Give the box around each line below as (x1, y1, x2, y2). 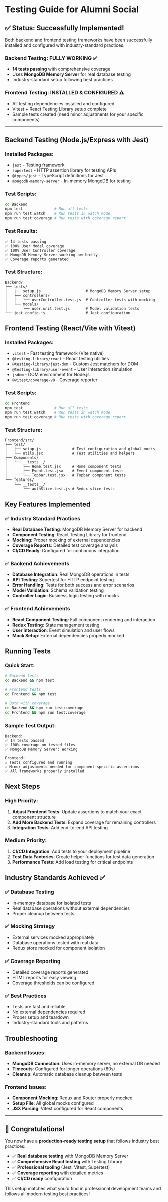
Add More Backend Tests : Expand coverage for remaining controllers (12, 819, 156, 825)
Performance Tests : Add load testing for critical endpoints (12, 859, 133, 865)
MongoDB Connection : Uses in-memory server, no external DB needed (12, 1061, 160, 1067)
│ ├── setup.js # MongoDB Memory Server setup (5, 288, 151, 294)
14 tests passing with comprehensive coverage (12, 66, 111, 72)
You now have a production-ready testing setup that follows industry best (5, 1138, 159, 1144)
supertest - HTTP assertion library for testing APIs (12, 167, 116, 173)
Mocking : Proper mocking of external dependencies (12, 537, 121, 543)
